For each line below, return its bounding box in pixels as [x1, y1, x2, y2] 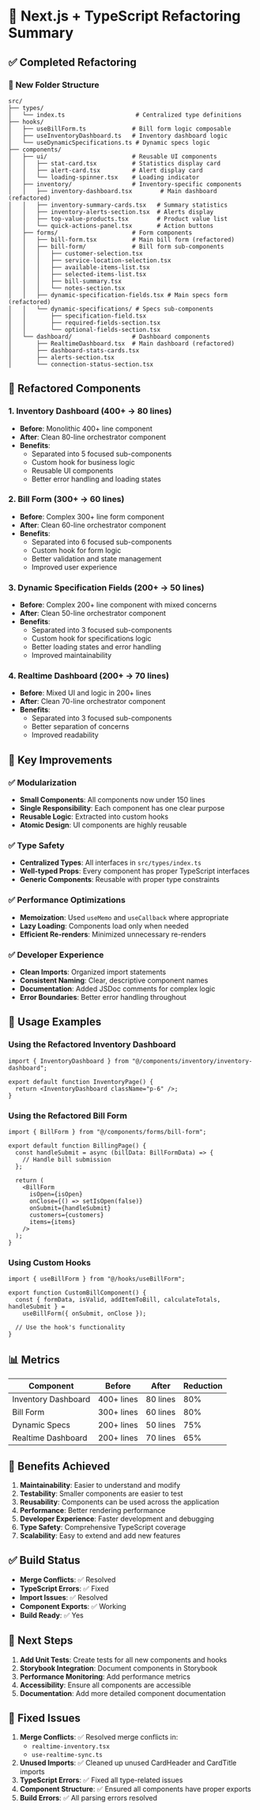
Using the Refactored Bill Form [8, 1110, 128, 1121]
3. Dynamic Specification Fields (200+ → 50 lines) [8, 582, 205, 593]
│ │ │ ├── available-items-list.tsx [8, 263, 150, 272]
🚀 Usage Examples [8, 1015, 102, 1029]
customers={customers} [28, 1211, 104, 1219]
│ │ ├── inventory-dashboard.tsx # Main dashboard [8, 187, 217, 195]
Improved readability [31, 730, 99, 740]
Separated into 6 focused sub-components [31, 537, 172, 546]
